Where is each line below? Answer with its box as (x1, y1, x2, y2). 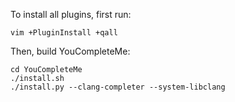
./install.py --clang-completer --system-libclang (10, 82, 226, 92)
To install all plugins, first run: (10, 9, 132, 20)
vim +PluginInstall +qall (10, 28, 118, 38)
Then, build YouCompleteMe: (10, 45, 131, 57)
